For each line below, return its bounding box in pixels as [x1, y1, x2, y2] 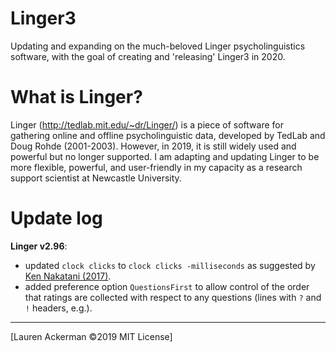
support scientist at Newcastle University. [10, 172, 182, 184]
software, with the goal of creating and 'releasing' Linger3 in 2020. [10, 50, 286, 62]
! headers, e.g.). [24, 302, 93, 314]
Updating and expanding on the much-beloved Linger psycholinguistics [10, 40, 306, 52]
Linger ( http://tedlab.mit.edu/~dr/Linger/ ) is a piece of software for [10, 118, 284, 131]
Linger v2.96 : [10, 240, 68, 252]
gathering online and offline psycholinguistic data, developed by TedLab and [10, 129, 326, 141]
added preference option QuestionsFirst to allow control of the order [24, 280, 310, 292]
